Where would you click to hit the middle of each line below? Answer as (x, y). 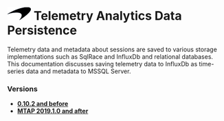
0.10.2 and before (43, 104)
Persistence (42, 30)
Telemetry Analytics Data (108, 16)
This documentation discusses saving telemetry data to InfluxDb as (102, 64)
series (16, 71)
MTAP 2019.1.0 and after (53, 111)
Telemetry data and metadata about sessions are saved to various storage (112, 49)
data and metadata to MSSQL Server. (78, 71)
